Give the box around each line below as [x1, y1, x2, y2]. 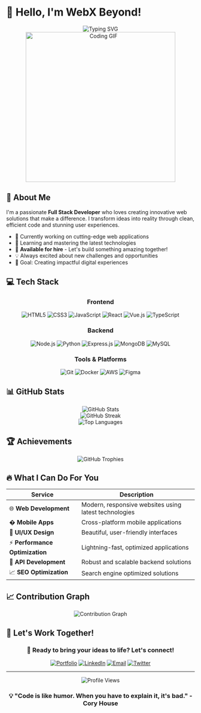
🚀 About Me [6, 192, 51, 203]
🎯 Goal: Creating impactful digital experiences [14, 258, 129, 266]
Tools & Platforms [74, 355, 127, 363]
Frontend [87, 298, 114, 306]
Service [31, 491, 54, 499]
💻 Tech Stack [6, 277, 59, 287]
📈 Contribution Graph [6, 591, 90, 601]
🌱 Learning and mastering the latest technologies [14, 239, 136, 246]
